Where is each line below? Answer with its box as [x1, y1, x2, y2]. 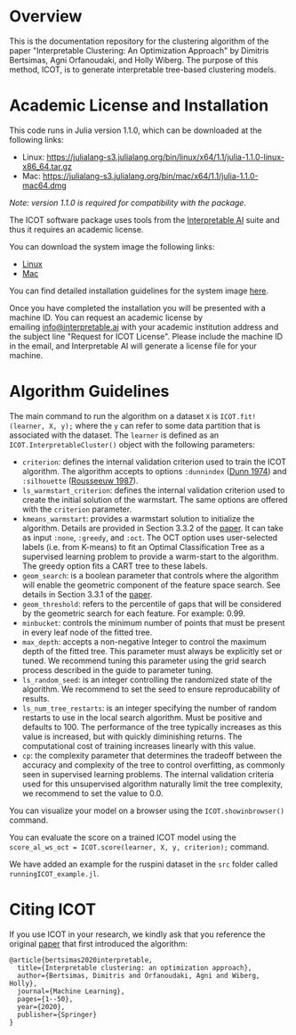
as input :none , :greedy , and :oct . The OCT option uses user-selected [21, 532, 278, 543]
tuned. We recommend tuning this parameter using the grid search [21, 655, 267, 666]
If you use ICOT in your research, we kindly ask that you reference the [9, 929, 266, 940]
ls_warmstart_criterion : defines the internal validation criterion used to [21, 484, 285, 496]
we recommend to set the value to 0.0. [21, 787, 164, 799]
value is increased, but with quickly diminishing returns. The [21, 731, 243, 742]
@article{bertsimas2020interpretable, [9, 956, 153, 965]
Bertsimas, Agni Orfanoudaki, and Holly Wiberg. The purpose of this [9, 54, 259, 65]
